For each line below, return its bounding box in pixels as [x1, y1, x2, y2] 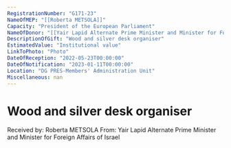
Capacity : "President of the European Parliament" [7, 23, 155, 29]
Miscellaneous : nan [7, 73, 63, 81]
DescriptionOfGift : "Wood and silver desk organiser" [7, 36, 165, 42]
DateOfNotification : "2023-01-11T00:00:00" [7, 61, 134, 68]
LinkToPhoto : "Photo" [7, 49, 69, 56]
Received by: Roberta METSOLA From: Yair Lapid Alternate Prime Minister [7, 126, 217, 134]
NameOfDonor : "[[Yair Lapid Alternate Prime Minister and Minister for [7, 29, 217, 36]
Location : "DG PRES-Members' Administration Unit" [7, 67, 155, 74]
